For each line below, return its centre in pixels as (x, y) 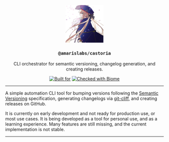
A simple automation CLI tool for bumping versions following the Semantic (82, 93)
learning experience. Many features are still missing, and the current (76, 124)
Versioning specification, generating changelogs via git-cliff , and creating (81, 98)
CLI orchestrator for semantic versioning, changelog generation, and (84, 64)
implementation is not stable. (35, 129)
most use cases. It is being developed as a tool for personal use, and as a (81, 119)
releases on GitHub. (26, 104)
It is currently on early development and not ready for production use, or (80, 113)
